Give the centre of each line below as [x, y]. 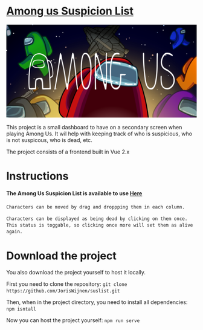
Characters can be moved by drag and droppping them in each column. [96, 207]
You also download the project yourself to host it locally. [76, 273]
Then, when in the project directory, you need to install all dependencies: [97, 302]
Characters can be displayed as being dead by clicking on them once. [97, 219]
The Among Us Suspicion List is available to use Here [74, 193]
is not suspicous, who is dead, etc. [49, 140]
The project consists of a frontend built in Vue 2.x [68, 152]
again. [14, 232]
